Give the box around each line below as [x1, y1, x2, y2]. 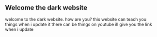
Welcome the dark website [5, 4, 88, 12]
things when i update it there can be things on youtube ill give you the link [5, 21, 153, 27]
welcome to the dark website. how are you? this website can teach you [5, 16, 147, 22]
